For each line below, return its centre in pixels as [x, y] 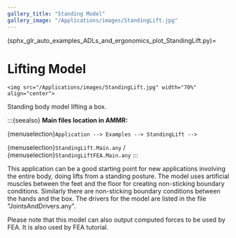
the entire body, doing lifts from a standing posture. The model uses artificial [118, 176]
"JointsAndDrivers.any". [42, 206]
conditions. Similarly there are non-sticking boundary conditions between [114, 192]
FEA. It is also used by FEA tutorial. [58, 227]
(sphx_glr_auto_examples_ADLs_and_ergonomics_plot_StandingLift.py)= [112, 40]
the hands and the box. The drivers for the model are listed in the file [107, 199]
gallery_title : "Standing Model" [56, 14]
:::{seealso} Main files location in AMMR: [68, 120]
